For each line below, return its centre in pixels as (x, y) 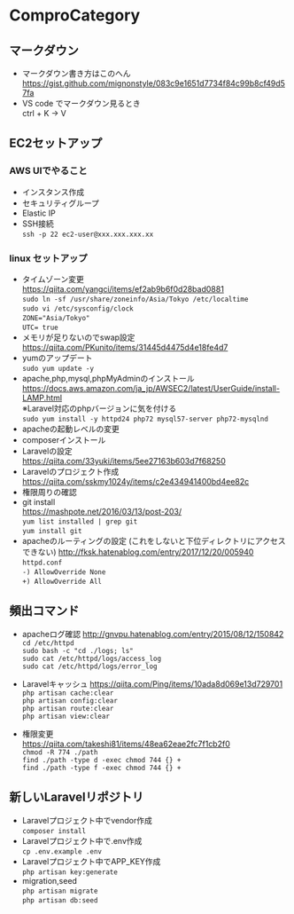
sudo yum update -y (58, 368)
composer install (54, 831)
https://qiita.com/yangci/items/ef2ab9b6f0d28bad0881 (123, 288)
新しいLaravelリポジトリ (77, 797)
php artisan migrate (60, 891)
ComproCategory (75, 16)
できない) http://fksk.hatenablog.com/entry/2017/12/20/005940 (138, 552)
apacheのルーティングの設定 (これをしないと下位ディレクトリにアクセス (154, 540)
